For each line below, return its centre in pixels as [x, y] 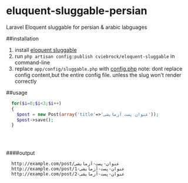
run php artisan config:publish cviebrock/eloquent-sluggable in [95, 56]
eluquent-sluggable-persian [77, 11]
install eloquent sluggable [46, 50]
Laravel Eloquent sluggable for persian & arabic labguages [77, 27]
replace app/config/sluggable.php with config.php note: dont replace [98, 68]
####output [21, 153]
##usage [17, 92]
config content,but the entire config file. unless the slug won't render [98, 75]
